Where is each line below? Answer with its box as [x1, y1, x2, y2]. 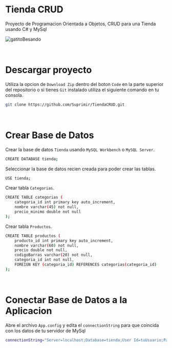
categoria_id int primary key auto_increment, [14, 200, 116, 205]
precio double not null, [14, 248, 68, 253]
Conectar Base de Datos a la [5, 294, 127, 306]
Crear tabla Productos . [5, 223, 52, 230]
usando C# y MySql [5, 26, 47, 32]
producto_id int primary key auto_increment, [14, 238, 114, 243]
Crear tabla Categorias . [5, 185, 55, 191]
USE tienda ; [5, 176, 31, 181]
